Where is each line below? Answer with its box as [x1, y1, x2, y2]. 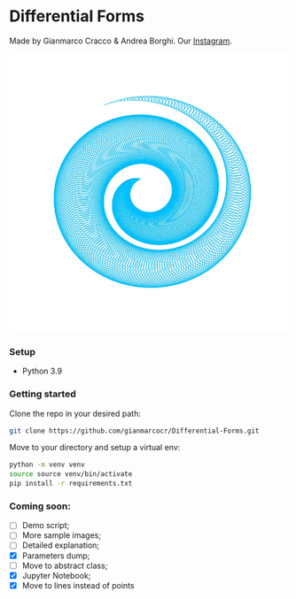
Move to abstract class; [21, 560, 108, 571]
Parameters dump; [21, 550, 90, 561]
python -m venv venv [9, 460, 86, 470]
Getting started [9, 388, 77, 400]
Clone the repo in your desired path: [9, 408, 142, 419]
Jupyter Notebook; [21, 570, 91, 580]
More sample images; [21, 530, 102, 541]
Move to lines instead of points [21, 580, 135, 590]
